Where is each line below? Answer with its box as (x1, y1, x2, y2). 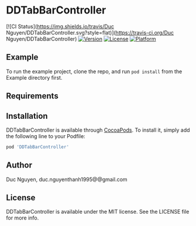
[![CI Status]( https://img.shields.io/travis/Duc (6, 23, 114, 30)
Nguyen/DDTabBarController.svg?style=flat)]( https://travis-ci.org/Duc (6, 29, 174, 36)
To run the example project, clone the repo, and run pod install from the (6, 68, 183, 75)
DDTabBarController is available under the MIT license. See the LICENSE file (6, 208, 190, 215)
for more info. (6, 214, 39, 221)
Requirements (6, 91, 59, 101)
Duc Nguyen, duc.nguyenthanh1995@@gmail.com (6, 176, 128, 183)
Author (6, 160, 32, 170)
